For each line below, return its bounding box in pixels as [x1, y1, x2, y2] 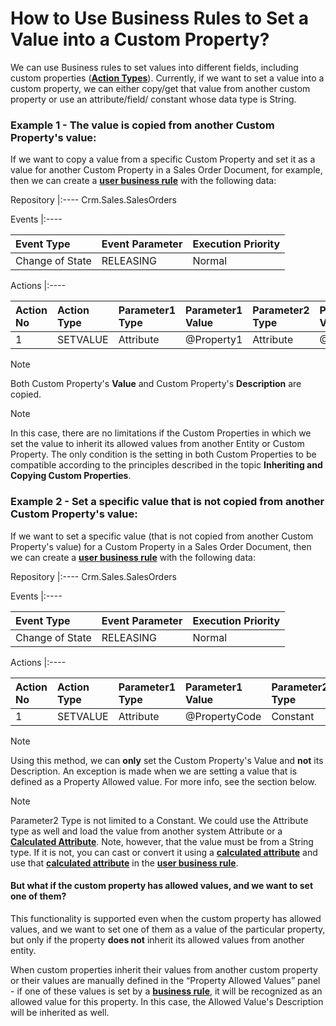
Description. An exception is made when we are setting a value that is [10, 765, 298, 777]
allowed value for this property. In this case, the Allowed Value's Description [10, 995, 324, 1007]
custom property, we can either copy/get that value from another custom [10, 82, 311, 94]
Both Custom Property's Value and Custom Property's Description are [10, 378, 302, 390]
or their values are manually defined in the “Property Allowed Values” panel [10, 974, 321, 986]
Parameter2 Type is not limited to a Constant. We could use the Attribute [10, 814, 309, 826]
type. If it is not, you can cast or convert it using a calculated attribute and [10, 846, 318, 858]
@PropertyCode [185, 709, 262, 723]
